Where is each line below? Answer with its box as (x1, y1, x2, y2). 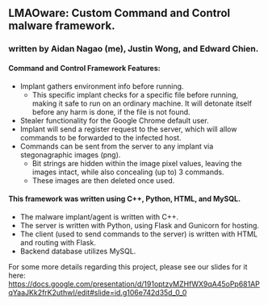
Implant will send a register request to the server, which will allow (19, 124, 237, 134)
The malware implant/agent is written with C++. (19, 211, 179, 221)
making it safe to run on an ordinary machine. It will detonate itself (31, 98, 253, 108)
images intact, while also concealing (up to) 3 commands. (31, 167, 224, 177)
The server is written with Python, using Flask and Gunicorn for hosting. (19, 220, 260, 230)
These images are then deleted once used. (31, 175, 175, 185)
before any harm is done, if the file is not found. (31, 107, 191, 116)
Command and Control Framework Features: (8, 63, 161, 73)
